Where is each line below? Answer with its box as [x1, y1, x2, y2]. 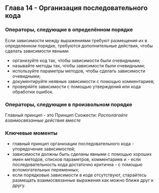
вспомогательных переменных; [12, 167, 80, 173]
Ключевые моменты [5, 130, 58, 137]
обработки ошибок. [12, 88, 54, 95]
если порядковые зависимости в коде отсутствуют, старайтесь [12, 172, 147, 178]
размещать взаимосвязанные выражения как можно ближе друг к [12, 177, 154, 183]
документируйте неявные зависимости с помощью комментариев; [12, 78, 155, 84]
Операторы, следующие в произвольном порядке [5, 101, 132, 108]
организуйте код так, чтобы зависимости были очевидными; [12, 57, 141, 63]
